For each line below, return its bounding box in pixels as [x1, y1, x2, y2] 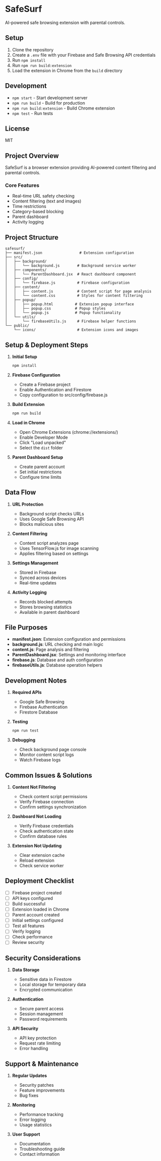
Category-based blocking [12, 209, 64, 215]
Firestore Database [19, 709, 58, 715]
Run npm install [12, 57, 46, 63]
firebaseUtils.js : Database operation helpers [12, 662, 102, 668]
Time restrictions [12, 203, 46, 209]
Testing [12, 719, 28, 725]
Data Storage [12, 967, 40, 973]
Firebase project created [12, 890, 62, 895]
